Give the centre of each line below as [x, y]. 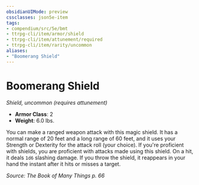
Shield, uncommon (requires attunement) [57, 102]
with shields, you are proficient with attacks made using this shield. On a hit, [100, 151]
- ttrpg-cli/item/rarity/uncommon [49, 46]
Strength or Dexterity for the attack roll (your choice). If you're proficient [95, 145]
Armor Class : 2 [34, 114]
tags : [13, 23]
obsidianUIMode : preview [37, 12]
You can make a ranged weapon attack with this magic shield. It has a [92, 132]
